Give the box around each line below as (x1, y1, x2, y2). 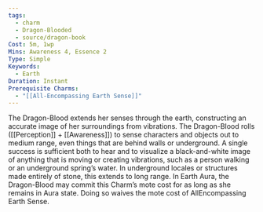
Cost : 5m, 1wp (8, 41, 55, 49)
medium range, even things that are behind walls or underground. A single (8, 138, 248, 148)
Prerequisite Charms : (8, 84, 79, 93)
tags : (8, 11, 26, 20)
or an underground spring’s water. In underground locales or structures (8, 163, 238, 173)
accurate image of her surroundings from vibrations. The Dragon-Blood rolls (8, 122, 255, 131)
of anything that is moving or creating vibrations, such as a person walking (8, 155, 250, 165)
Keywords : (8, 63, 41, 71)
